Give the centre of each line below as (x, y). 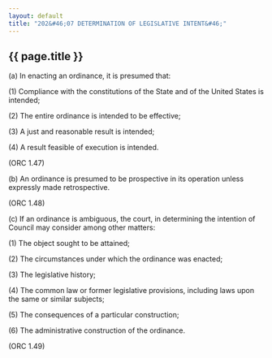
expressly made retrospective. (59, 188)
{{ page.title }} (46, 56)
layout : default (36, 16)
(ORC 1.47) (26, 163)
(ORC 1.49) (27, 347)
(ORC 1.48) (27, 203)
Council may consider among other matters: (82, 227)
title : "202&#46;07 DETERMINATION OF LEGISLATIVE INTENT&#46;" (118, 24)
